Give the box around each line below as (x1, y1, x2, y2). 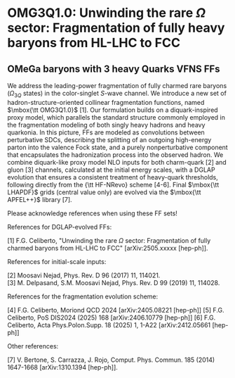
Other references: (7, 341, 59, 350)
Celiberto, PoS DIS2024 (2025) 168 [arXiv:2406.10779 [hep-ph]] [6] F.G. (7, 313, 216, 322)
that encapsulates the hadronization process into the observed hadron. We (7, 150, 224, 159)
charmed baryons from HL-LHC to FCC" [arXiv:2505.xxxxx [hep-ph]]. (7, 244, 208, 252)
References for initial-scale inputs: (7, 257, 107, 265)
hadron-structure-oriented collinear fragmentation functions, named (7, 98, 205, 106)
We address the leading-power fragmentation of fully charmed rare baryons (7, 82, 227, 89)
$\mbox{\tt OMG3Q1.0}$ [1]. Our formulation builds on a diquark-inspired (7, 106, 219, 114)
